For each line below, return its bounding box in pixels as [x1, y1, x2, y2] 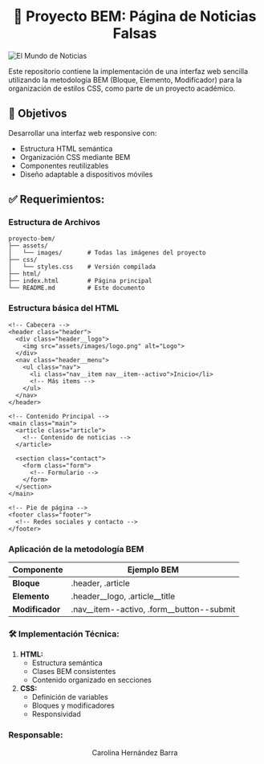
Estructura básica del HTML [8, 303, 120, 314]
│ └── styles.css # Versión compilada [8, 263, 156, 272]
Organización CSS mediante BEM [19, 152, 131, 161]
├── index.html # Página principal [8, 277, 152, 285]
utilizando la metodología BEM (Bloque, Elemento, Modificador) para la [8, 75, 242, 84]
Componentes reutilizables [19, 161, 109, 170]
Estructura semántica [31, 658, 103, 668]
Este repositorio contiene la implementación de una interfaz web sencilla [8, 66, 249, 76]
